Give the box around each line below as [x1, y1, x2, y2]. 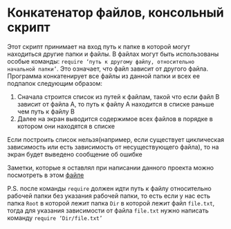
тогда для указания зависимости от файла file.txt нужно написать [7, 206, 209, 214]
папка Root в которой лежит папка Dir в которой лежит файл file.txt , [7, 199, 215, 207]
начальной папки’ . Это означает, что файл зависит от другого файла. [7, 64, 209, 73]
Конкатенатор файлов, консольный [7, 5, 224, 21]
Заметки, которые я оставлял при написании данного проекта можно [7, 163, 214, 172]
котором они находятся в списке [17, 122, 115, 130]
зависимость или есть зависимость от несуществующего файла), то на [7, 143, 219, 151]
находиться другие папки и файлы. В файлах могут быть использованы [7, 50, 219, 58]
